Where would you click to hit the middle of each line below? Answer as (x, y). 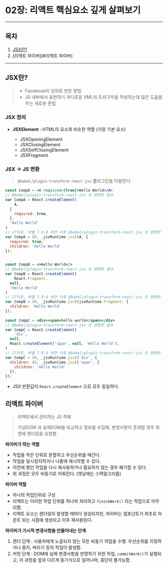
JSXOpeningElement (41, 139)
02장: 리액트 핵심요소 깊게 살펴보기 (73, 10)
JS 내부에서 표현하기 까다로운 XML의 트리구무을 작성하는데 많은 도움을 (93, 97)
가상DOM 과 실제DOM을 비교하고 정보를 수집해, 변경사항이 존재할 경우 (86, 427)
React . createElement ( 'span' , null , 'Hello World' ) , (65, 344)
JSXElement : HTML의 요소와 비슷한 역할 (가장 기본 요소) (69, 129)
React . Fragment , (31, 278)
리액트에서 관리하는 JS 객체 (44, 416)
